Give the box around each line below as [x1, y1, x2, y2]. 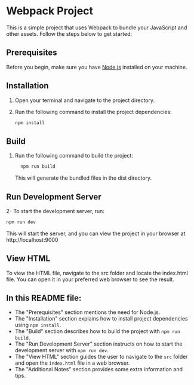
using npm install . [14, 321, 61, 329]
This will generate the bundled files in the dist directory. [14, 174, 152, 181]
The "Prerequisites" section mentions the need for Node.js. [14, 309, 161, 316]
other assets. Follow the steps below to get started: [6, 30, 133, 37]
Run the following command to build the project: [14, 152, 133, 159]
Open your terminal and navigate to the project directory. [14, 97, 155, 104]
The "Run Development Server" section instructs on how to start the [14, 340, 183, 347]
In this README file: [6, 293, 82, 303]
